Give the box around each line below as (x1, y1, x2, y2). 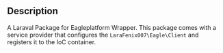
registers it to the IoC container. (7, 37, 96, 46)
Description (7, 5, 58, 17)
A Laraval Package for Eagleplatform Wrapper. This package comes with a (7, 23, 217, 31)
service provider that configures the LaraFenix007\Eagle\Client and (7, 31, 199, 39)
